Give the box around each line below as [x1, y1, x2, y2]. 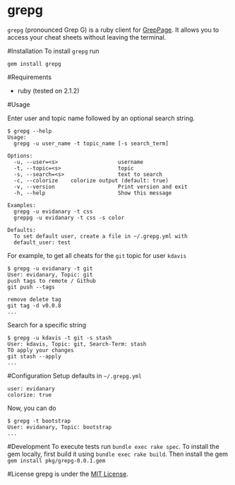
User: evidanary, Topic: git [7, 271, 93, 278]
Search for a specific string [7, 320, 87, 329]
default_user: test [13, 239, 71, 246]
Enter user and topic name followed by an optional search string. [7, 114, 195, 122]
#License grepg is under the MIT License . [7, 469, 128, 478]
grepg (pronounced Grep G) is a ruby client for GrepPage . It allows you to [7, 25, 219, 34]
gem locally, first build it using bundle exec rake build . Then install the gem [7, 450, 228, 458]
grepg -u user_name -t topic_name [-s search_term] [13, 140, 169, 147]
